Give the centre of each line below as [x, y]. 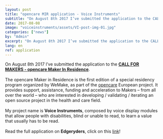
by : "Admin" [17, 37]
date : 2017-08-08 [23, 23]
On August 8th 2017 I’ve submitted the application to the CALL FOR [72, 64]
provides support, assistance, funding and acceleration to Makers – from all [81, 90]
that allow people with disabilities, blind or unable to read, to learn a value [78, 116]
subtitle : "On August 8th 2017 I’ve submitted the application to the [78, 18]
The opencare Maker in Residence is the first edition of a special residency [80, 79]
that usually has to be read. [32, 121]
